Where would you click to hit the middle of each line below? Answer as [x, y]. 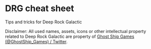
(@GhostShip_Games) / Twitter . [36, 41]
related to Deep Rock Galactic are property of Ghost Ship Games [70, 36]
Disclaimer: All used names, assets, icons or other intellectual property [76, 31]
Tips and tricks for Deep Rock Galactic [44, 22]
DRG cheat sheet [40, 8]
